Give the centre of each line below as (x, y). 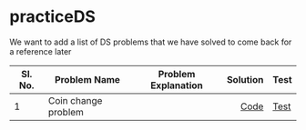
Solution (245, 79)
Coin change (75, 100)
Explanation (176, 85)
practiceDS (52, 17)
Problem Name (87, 79)
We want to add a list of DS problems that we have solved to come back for (151, 42)
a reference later (41, 51)
